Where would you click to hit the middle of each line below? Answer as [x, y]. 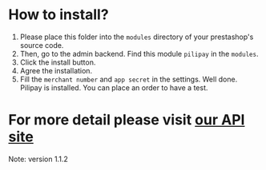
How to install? [59, 15]
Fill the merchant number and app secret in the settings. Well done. [129, 79]
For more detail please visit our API [127, 120]
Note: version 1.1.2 [38, 159]
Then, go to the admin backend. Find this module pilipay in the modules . [139, 53]
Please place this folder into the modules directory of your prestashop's [137, 37]
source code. [42, 45]
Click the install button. [58, 62]
